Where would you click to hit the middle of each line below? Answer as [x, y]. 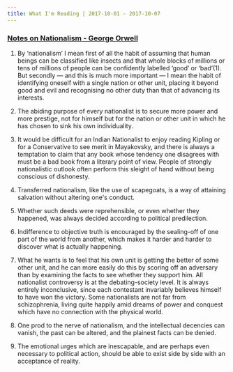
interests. [31, 98]
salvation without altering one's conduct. [76, 197]
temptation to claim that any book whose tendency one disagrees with [118, 154]
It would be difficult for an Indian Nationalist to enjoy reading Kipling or [119, 139]
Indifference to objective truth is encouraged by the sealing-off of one [118, 231]
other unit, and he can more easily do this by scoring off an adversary [118, 267]
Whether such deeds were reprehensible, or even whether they [108, 210]
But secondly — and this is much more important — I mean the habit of [119, 75]
